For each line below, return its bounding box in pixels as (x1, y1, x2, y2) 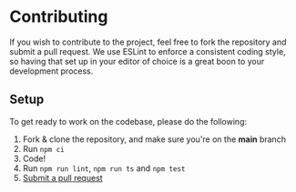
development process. (9, 66, 94, 76)
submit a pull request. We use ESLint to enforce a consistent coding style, (9, 45, 286, 56)
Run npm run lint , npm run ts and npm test (22, 162, 186, 174)
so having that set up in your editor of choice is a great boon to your (9, 56, 265, 66)
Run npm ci (22, 143, 66, 154)
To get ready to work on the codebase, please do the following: (9, 116, 248, 126)
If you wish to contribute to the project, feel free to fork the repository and (9, 36, 287, 47)
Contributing (9, 6, 108, 27)
